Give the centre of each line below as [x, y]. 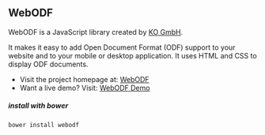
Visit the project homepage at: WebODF [84, 79]
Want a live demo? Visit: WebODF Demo [85, 88]
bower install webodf [44, 125]
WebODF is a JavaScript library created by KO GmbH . [96, 32]
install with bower [38, 106]
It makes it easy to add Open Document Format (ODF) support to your [122, 47]
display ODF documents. [48, 64]
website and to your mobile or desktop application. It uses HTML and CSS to [132, 55]
